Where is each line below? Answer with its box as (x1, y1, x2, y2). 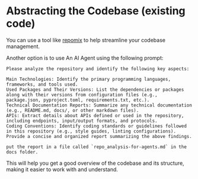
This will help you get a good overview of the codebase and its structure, (6, 159, 185, 167)
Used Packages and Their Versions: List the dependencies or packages (6, 86, 184, 93)
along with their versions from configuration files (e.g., (6, 92, 158, 98)
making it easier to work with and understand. (6, 165, 119, 173)
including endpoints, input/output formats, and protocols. (6, 118, 158, 124)
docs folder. (6, 149, 39, 155)
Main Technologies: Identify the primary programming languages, (6, 76, 171, 82)
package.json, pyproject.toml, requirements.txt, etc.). (6, 97, 150, 103)
